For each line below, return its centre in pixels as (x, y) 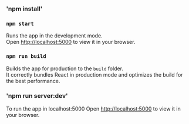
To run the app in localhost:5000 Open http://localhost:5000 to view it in (93, 108)
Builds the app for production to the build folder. (65, 68)
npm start (20, 23)
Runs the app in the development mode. (54, 36)
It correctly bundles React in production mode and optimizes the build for (95, 74)
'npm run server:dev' (37, 96)
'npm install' (24, 9)
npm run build (26, 56)
